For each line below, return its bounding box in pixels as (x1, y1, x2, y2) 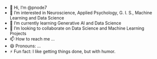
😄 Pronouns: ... (9, 43, 41, 49)
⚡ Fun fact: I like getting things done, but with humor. (9, 49, 116, 54)
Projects (9, 31, 27, 36)
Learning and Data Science (9, 15, 64, 20)
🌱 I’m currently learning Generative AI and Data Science (9, 20, 122, 26)
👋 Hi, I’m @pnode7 (9, 5, 47, 10)
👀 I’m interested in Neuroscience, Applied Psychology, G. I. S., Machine (9, 10, 152, 16)
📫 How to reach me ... (9, 36, 55, 41)
